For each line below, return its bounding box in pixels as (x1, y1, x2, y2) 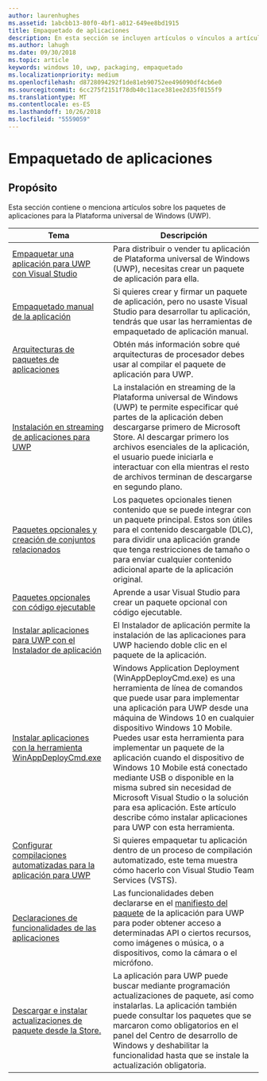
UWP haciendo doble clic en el (112, 639, 228, 650)
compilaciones (12, 849, 68, 860)
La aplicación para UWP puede (112, 969, 229, 981)
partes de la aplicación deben (112, 411, 224, 422)
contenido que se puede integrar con (112, 503, 252, 515)
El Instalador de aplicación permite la (112, 619, 250, 630)
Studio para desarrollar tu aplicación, (112, 306, 250, 317)
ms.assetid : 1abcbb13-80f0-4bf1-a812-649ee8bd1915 (8, 19, 180, 27)
